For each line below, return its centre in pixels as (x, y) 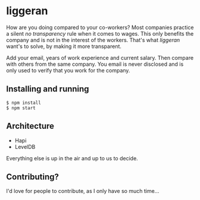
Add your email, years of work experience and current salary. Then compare (100, 58)
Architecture (30, 126)
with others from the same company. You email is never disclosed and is (95, 64)
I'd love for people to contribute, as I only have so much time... (83, 191)
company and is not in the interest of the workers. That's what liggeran (93, 40)
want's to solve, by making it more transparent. (64, 46)
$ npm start (21, 108)
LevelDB (25, 147)
